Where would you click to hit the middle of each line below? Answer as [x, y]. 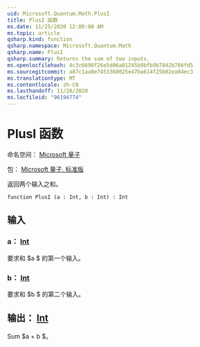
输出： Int [28, 318]
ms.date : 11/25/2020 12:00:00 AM [55, 26]
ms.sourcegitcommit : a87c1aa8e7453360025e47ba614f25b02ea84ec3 [100, 71]
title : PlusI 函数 [33, 20]
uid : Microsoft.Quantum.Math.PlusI [58, 14]
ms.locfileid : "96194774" [44, 98]
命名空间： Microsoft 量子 [44, 154]
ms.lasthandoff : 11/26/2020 [48, 91]
